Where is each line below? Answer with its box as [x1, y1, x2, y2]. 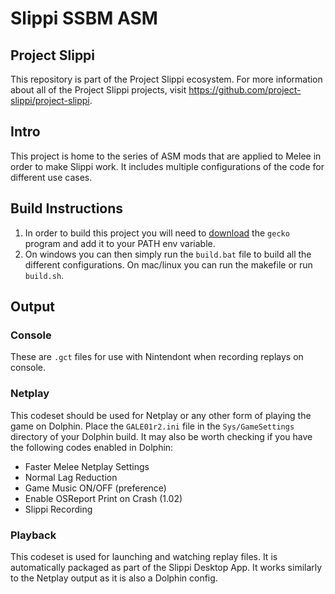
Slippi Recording [24, 503, 93, 515]
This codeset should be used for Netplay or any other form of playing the [10, 409, 312, 421]
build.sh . [24, 269, 65, 281]
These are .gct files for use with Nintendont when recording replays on [10, 351, 304, 363]
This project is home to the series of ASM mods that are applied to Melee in [10, 150, 322, 162]
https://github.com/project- [188, 84, 302, 96]
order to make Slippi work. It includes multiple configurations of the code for [10, 160, 325, 172]
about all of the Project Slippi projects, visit [10, 84, 187, 96]
